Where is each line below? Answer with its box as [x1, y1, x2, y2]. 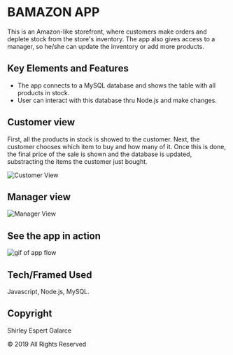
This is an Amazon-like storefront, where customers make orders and [7, 27, 207, 36]
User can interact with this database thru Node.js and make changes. [17, 96, 217, 104]
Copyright [7, 307, 52, 319]
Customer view [7, 116, 76, 128]
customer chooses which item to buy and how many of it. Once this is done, [7, 142, 226, 151]
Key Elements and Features [7, 62, 129, 74]
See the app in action [7, 230, 101, 242]
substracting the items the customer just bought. [7, 157, 148, 165]
